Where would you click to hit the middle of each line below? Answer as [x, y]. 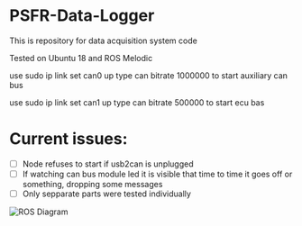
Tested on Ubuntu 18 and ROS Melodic [81, 58]
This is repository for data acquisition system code [104, 41]
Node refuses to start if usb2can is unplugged [108, 164]
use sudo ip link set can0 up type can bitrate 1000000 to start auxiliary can [149, 75]
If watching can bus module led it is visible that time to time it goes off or [157, 174]
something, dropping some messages [92, 184]
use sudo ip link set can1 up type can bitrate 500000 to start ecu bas [137, 102]
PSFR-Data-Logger [82, 16]
